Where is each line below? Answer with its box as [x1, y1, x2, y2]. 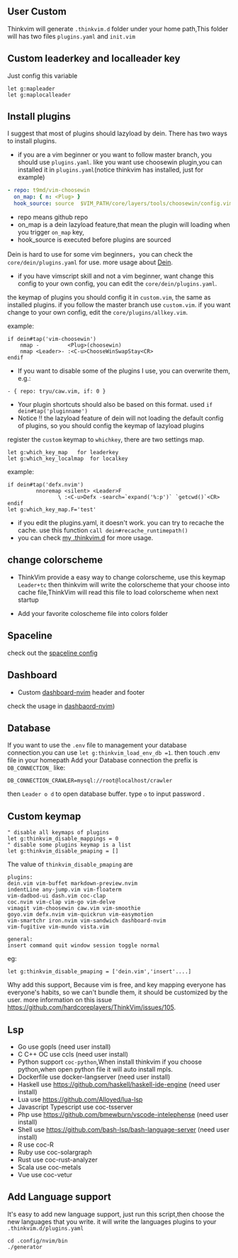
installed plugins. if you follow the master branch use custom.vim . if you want [7, 301, 231, 309]
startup [17, 595, 39, 604]
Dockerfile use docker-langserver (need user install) [17, 1072, 171, 1081]
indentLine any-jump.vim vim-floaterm [7, 886, 122, 894]
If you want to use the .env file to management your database [7, 741, 187, 750]
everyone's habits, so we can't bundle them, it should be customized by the [7, 988, 228, 996]
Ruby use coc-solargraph [17, 1147, 92, 1156]
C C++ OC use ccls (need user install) [17, 1050, 129, 1058]
